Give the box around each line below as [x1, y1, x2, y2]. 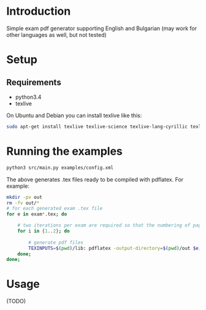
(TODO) [6, 298, 26, 305]
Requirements [6, 77, 61, 87]
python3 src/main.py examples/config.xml [6, 165, 114, 171]
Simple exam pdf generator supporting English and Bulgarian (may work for [6, 25, 197, 32]
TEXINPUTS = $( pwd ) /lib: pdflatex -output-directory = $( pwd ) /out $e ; [28, 245, 202, 251]
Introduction [6, 4, 71, 18]
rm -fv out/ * [6, 200, 40, 206]
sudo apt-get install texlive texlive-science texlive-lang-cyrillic [6, 123, 188, 130]
